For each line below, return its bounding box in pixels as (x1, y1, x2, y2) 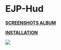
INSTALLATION (5, 29, 38, 35)
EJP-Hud (5, 3, 44, 15)
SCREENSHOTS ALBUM (5, 20, 56, 26)
